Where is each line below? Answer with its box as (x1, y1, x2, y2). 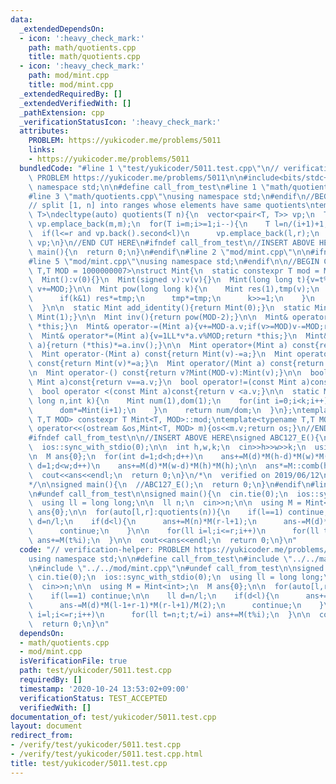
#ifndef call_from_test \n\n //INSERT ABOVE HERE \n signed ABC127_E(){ (28, 433, 320, 443)
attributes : (19, 126, 70, 136)
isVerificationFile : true (19, 656, 128, 666)
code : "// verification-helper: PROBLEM (19, 544, 190, 555)
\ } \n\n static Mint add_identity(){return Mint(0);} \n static (28, 303, 311, 313)
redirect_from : (10, 731, 74, 741)
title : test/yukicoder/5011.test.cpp (10, 758, 168, 768)
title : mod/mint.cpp (28, 80, 114, 90)
